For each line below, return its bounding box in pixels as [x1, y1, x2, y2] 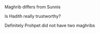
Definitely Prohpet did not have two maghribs [4, 22, 95, 28]
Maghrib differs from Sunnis [4, 4, 61, 10]
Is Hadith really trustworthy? [4, 13, 61, 19]
